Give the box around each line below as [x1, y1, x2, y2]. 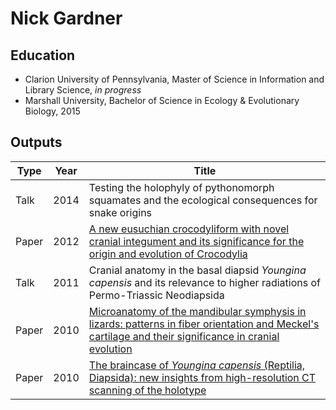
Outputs [10, 134, 63, 151]
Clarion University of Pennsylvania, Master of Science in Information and [24, 73, 325, 85]
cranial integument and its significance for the [88, 234, 305, 248]
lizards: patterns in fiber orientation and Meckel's [88, 317, 320, 331]
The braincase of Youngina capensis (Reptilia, [88, 358, 306, 372]
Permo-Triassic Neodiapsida [88, 288, 225, 302]
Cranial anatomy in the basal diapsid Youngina [88, 263, 307, 277]
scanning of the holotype [88, 383, 207, 397]
